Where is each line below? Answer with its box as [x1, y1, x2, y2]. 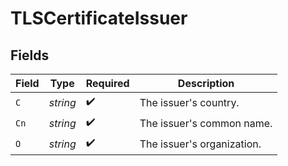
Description [177, 77, 235, 90]
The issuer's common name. [139, 116, 273, 130]
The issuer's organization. [139, 137, 262, 151]
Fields [10, 47, 50, 64]
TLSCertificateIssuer [10, 7, 188, 30]
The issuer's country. [139, 95, 240, 109]
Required [85, 77, 130, 90]
